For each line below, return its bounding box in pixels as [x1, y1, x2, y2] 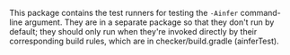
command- [240, 8, 281, 18]
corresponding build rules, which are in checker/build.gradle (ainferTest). [9, 35, 280, 46]
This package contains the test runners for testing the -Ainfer [9, 8, 239, 18]
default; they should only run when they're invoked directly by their [9, 27, 258, 36]
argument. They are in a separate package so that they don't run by [24, 17, 275, 27]
